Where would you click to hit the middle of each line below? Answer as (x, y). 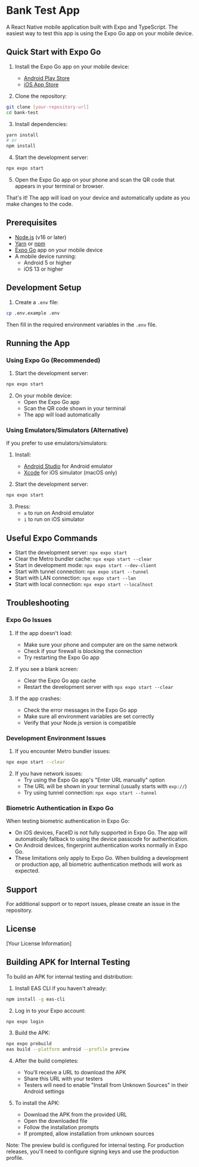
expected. (27, 871)
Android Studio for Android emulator (68, 466)
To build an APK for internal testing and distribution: (69, 976)
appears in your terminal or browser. (59, 186)
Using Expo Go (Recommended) (53, 360)
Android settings (44, 1092)
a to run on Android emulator (59, 513)
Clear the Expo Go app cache (60, 680)
